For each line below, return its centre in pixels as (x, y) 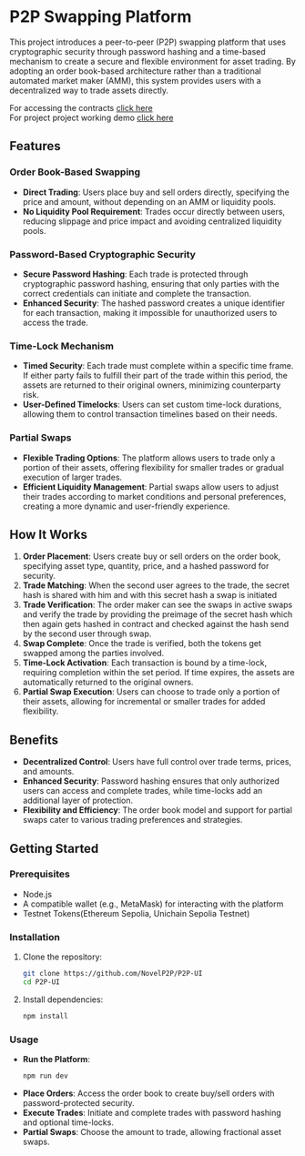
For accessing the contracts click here (81, 107)
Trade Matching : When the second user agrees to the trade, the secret (156, 585)
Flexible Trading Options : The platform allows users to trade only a (149, 458)
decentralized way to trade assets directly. (89, 90)
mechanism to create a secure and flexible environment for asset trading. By (152, 61)
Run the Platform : (56, 1060)
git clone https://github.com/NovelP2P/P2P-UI (112, 974)
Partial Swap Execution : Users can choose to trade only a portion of (151, 692)
